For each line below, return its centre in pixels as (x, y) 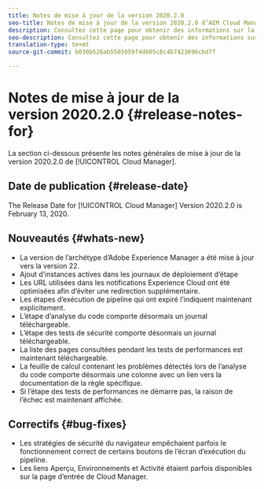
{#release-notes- (185, 115)
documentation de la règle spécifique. (81, 383)
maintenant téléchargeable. (64, 357)
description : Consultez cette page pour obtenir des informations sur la (132, 30)
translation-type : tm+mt (49, 45)
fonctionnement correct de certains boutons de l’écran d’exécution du (132, 452)
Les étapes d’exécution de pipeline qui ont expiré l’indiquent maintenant (136, 299)
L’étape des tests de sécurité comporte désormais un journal (118, 332)
